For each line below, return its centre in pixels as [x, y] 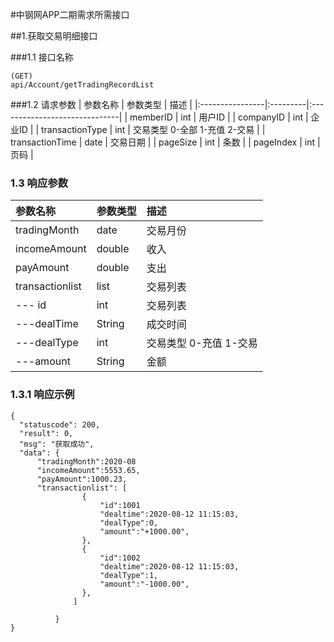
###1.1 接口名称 [42, 57]
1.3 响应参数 [39, 183]
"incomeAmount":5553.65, [88, 470]
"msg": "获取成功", [57, 444]
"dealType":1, [129, 575]
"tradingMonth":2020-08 [86, 461]
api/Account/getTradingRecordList [82, 85]
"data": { [39, 453]
